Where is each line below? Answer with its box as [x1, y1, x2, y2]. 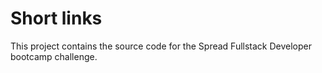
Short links [10, 7, 103, 30]
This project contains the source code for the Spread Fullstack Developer [10, 40, 312, 52]
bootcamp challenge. [10, 50, 98, 62]
